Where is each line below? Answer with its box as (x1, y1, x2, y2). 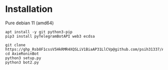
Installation (5, 3, 53, 15)
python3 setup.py (5, 56, 41, 61)
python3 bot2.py (5, 60, 39, 65)
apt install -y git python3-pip (5, 29, 72, 34)
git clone (5, 42, 26, 48)
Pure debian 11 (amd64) (5, 20, 54, 26)
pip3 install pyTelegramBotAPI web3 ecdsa (5, 34, 95, 39)
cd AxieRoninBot (5, 51, 39, 56)
